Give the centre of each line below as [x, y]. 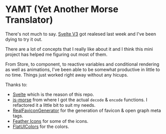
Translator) [29, 20]
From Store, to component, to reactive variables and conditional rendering [82, 64]
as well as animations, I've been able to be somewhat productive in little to [83, 70]
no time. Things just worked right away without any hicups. [67, 75]
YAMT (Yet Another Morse [62, 9]
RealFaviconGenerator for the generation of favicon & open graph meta [87, 110]
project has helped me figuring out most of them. [56, 54]
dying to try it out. [24, 39]
